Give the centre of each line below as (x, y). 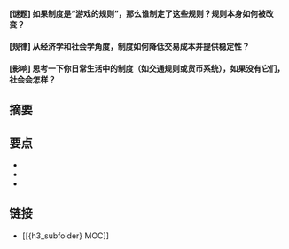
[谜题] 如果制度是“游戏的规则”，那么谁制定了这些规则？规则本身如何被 (137, 13)
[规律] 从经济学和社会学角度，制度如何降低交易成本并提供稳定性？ (129, 47)
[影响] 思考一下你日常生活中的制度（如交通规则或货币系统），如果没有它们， (147, 68)
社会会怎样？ (32, 79)
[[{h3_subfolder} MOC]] (65, 236)
